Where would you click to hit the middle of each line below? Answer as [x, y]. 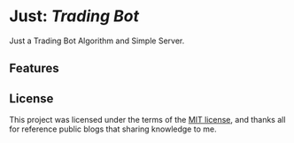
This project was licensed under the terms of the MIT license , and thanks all [147, 120]
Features [34, 68]
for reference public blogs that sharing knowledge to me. [113, 129]
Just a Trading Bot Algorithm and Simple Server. [97, 41]
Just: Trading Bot [74, 16]
